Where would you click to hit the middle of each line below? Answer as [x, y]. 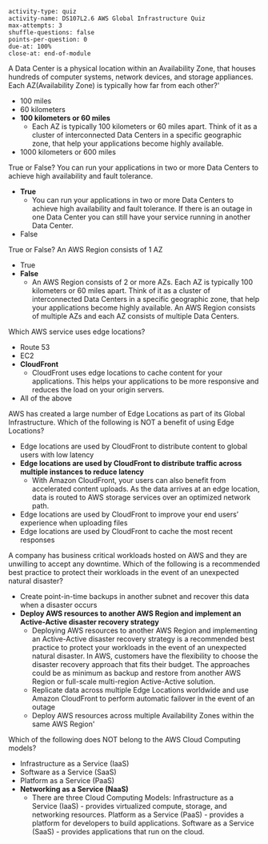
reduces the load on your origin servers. [98, 390]
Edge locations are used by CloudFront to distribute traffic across [131, 463]
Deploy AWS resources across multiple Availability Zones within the [143, 715]
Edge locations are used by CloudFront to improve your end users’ [129, 514]
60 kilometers [42, 109]
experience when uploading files [74, 523]
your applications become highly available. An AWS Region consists [144, 307]
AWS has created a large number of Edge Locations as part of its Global [127, 414]
